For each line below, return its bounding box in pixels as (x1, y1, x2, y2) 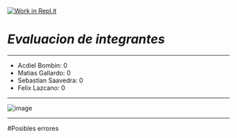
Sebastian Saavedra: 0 (17, 76, 83, 84)
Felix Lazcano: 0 (17, 83, 66, 92)
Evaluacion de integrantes (7, 32, 166, 47)
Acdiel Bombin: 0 (17, 61, 68, 70)
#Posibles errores (7, 124, 59, 132)
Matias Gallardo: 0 (17, 68, 71, 77)
